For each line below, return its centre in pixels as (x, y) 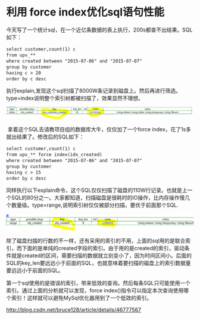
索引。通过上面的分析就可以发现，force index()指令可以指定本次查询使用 (95, 290)
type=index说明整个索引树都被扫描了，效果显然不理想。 (75, 98)
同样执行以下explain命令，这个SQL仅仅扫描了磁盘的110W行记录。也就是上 (97, 190)
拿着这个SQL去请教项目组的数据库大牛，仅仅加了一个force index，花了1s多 (99, 129)
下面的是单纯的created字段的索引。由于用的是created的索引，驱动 (103, 248)
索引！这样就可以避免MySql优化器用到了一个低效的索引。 (82, 298)
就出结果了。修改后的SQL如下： (45, 137)
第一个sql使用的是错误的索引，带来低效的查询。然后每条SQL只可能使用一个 (98, 283)
